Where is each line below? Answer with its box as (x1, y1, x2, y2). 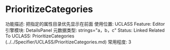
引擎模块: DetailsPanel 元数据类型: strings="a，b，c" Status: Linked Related (5, 27, 165, 33)
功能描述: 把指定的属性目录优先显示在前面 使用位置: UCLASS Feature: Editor (5, 21, 165, 27)
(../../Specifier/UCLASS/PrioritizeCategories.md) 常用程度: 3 (5, 39, 132, 45)
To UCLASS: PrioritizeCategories (5, 33, 75, 39)
